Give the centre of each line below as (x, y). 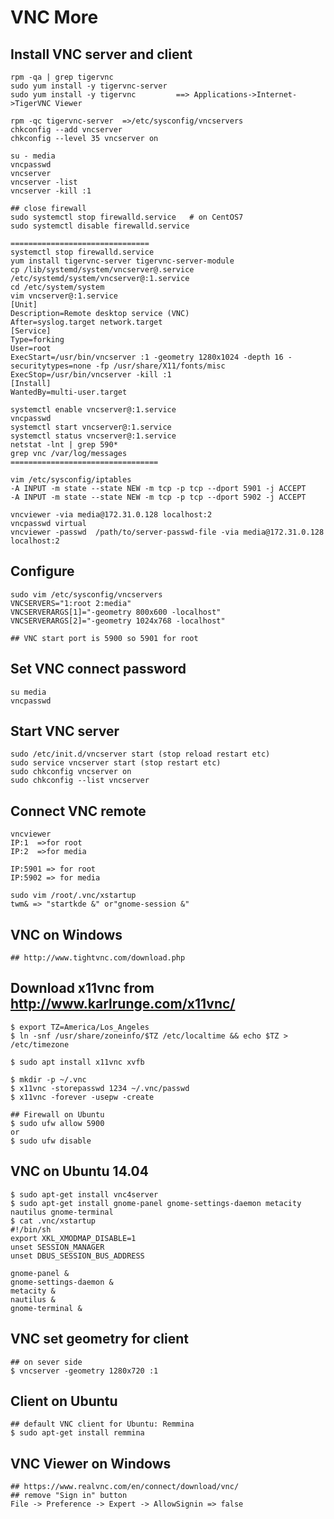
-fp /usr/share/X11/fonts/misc (160, 366)
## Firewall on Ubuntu (57, 1114)
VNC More (54, 17)
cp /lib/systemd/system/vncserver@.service (102, 270)
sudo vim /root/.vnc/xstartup (73, 896)
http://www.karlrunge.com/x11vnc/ (123, 1004)
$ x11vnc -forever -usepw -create (82, 1097)
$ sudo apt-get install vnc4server (84, 1194)
